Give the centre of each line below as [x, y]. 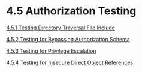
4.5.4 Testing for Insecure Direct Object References [70, 62]
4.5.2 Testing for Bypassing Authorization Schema [68, 39]
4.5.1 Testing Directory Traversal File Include [61, 28]
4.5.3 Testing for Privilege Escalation [52, 51]
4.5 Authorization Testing [71, 11]
